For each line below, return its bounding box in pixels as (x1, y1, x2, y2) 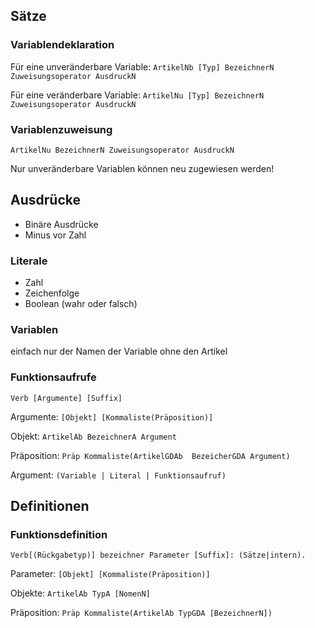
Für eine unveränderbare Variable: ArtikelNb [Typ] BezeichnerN (10, 60, 275, 73)
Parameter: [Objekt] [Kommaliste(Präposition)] (10, 568, 211, 580)
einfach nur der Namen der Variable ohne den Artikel (10, 345, 228, 358)
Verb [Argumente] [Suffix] (10, 393, 123, 403)
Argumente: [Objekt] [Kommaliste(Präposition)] (10, 410, 214, 423)
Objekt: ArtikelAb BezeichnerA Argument (10, 430, 177, 442)
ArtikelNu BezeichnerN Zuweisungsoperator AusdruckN (10, 145, 235, 155)
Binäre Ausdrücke (24, 218, 99, 230)
